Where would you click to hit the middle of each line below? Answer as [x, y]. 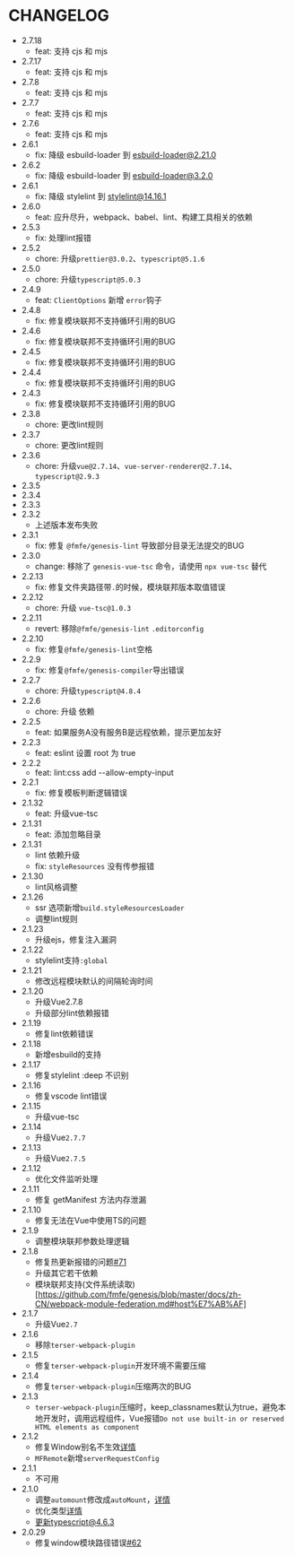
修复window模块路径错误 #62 [88, 1543]
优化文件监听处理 [66, 1178]
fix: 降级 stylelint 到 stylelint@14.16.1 [100, 196]
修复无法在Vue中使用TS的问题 [91, 1220]
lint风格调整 [56, 887]
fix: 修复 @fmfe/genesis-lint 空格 [94, 649]
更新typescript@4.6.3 [74, 1522]
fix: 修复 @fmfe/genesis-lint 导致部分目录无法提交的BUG [139, 545]
